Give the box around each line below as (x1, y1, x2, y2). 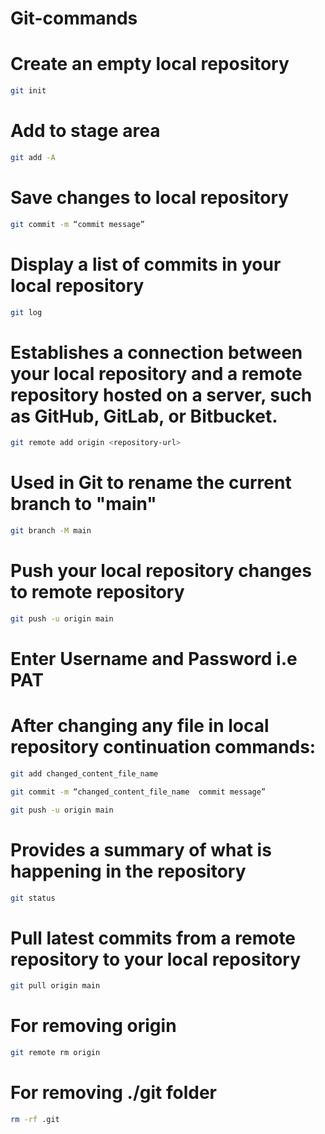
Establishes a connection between (10, 341, 303, 364)
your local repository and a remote (10, 362, 303, 385)
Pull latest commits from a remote (10, 927, 297, 949)
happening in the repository (10, 860, 247, 882)
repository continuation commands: (10, 736, 317, 759)
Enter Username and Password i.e (10, 648, 298, 671)
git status (10, 893, 56, 903)
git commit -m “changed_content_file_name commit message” (10, 787, 267, 797)
